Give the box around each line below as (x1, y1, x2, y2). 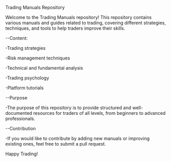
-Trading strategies (5, 45, 46, 51)
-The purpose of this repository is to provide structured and (5, 105, 131, 111)
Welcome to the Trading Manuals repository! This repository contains (5, 14, 152, 20)
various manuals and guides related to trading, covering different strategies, (5, 20, 166, 26)
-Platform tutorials (5, 85, 44, 91)
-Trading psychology (5, 75, 50, 81)
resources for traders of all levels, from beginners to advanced (33, 110, 166, 116)
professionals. (5, 115, 35, 121)
